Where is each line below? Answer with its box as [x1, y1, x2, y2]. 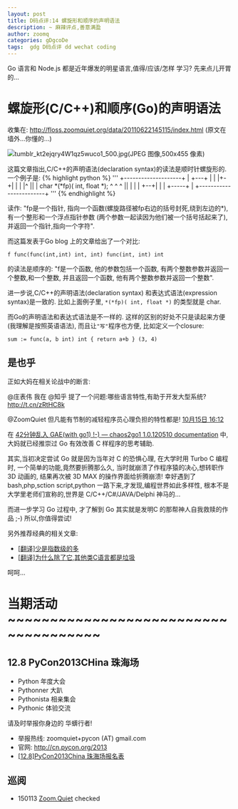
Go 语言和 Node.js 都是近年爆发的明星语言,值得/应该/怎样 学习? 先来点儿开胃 [7, 64, 232, 72]
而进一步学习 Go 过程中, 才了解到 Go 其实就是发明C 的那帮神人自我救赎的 [7, 505, 222, 513]
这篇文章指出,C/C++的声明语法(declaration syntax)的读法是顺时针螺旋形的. [7, 165, 227, 173]
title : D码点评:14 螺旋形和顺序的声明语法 [7, 17, 120, 24]
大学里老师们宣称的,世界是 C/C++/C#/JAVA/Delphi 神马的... [7, 490, 181, 498]
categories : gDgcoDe [7, 37, 69, 44]
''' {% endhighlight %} [50, 189, 116, 197]
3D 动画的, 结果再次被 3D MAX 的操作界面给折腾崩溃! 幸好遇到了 [7, 472, 197, 480]
